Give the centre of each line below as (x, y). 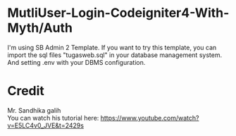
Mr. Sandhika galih (34, 110)
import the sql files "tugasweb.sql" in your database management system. (115, 55)
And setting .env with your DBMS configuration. (76, 62)
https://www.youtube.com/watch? (150, 118)
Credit (26, 91)
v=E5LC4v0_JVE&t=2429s (46, 125)
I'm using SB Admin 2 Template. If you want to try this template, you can (112, 47)
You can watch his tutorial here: (53, 118)
